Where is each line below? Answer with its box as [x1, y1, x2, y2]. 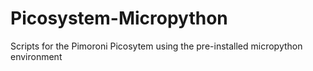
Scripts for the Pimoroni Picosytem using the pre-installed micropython [10, 40, 303, 52]
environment [10, 50, 63, 62]
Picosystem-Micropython [10, 7, 228, 30]
